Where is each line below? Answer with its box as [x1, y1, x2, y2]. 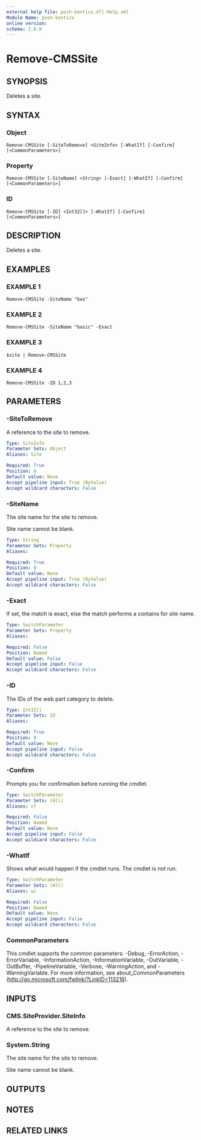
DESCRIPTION [6, 230, 61, 240]
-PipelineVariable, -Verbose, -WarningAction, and [33, 963, 157, 970]
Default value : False [6, 656, 61, 662]
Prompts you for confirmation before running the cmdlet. [6, 780, 148, 787]
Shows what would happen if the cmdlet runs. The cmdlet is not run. [6, 865, 177, 872]
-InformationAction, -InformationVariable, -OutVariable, [42, 956, 180, 963]
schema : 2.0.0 [6, 26, 43, 32]
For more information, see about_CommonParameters [50, 969, 185, 977]
